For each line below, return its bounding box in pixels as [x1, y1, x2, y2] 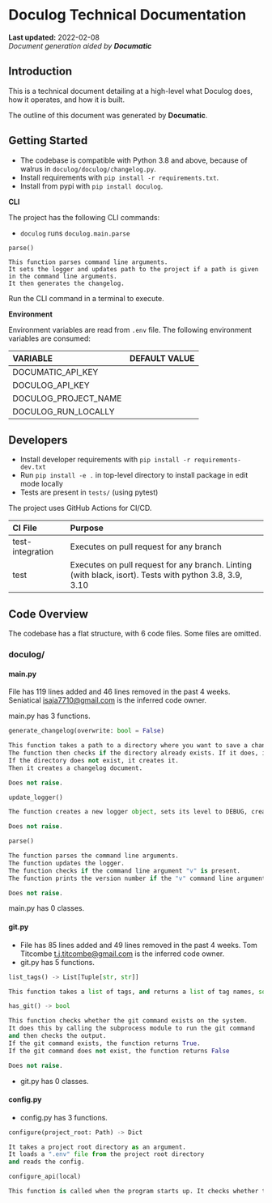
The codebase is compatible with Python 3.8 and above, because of [19, 155, 249, 165]
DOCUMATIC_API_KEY [12, 366, 99, 377]
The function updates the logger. [8, 859, 125, 867]
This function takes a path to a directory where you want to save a [8, 742, 249, 750]
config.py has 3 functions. [19, 1112, 108, 1122]
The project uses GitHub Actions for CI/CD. [8, 504, 152, 513]
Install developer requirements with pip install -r [19, 455, 191, 465]
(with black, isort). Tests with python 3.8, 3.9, [70, 569, 243, 580]
